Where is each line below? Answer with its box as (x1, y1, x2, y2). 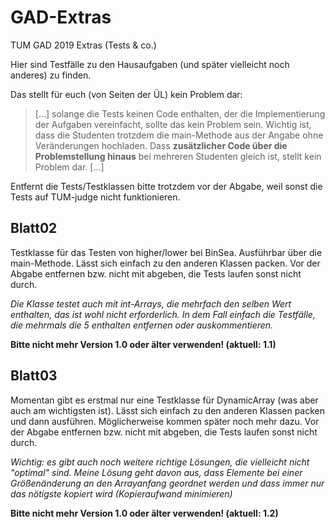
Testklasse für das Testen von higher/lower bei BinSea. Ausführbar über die (10, 246, 323, 258)
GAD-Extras (10, 6, 112, 29)
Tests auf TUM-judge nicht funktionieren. (10, 191, 181, 203)
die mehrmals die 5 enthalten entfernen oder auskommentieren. (10, 319, 274, 331)
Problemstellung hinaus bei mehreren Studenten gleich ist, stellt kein (34, 150, 322, 162)
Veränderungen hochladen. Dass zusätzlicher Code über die (34, 139, 288, 151)
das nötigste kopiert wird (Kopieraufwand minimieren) (10, 487, 233, 500)
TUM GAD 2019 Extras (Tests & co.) (10, 39, 157, 51)
